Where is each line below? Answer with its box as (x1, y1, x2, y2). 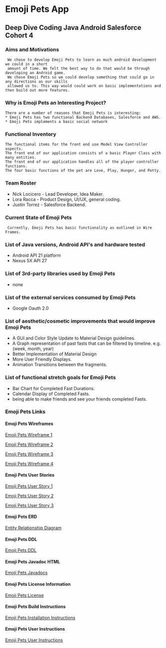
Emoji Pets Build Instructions (5, 604, 66, 610)
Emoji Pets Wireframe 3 (5, 451, 54, 457)
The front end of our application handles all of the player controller (5, 159, 159, 165)
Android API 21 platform (12, 252, 61, 258)
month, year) (27, 346, 54, 352)
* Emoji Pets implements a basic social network (5, 119, 108, 124)
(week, (12, 346, 27, 352)
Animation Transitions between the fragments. (12, 362, 107, 368)
